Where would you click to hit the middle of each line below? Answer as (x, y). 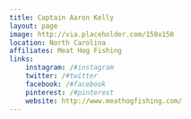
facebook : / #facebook (65, 84)
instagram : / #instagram (70, 68)
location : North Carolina (57, 42)
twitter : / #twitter (62, 76)
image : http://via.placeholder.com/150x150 (92, 34)
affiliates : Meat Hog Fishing (66, 51)
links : (22, 59)
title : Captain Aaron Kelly (62, 17)
